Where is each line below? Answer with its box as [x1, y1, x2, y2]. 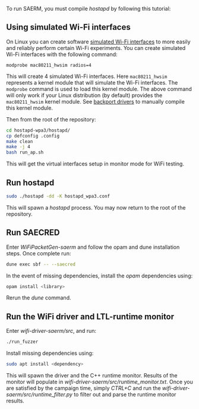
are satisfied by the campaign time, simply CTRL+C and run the [6, 385, 162, 392]
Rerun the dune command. [6, 294, 71, 301]
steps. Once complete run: [6, 249, 71, 257]
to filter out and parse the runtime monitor [74, 391, 176, 398]
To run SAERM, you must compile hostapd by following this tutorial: [6, 5, 171, 12]
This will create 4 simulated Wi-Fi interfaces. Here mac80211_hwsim [6, 73, 168, 80]
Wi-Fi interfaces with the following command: [6, 51, 118, 58]
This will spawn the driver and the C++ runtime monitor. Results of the [6, 372, 178, 379]
